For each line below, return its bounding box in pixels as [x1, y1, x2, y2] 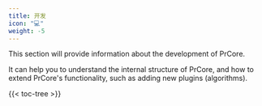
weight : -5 [8, 27, 45, 35]
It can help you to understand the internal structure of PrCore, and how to [8, 65, 254, 74]
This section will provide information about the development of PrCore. [8, 49, 246, 59]
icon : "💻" [8, 19, 45, 28]
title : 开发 [8, 11, 46, 20]
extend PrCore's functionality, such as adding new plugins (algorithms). [8, 74, 248, 83]
